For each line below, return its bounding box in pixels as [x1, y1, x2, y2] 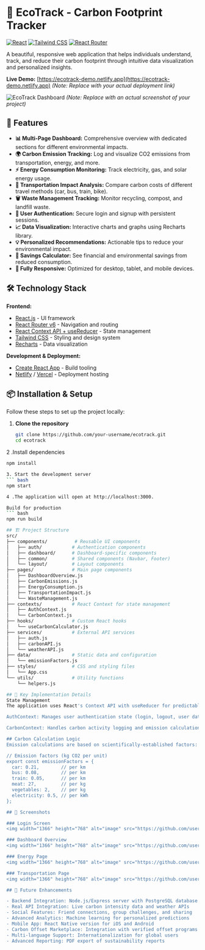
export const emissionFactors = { [6, 758, 95, 764]
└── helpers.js [17, 681, 56, 687]
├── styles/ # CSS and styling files [6, 663, 135, 670]
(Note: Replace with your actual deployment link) [51, 82, 175, 89]
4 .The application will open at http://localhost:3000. [6, 494, 154, 500]
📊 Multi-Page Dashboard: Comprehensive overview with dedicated [15, 134, 187, 142]
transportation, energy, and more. [15, 159, 100, 166]
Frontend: [6, 302, 32, 310]
